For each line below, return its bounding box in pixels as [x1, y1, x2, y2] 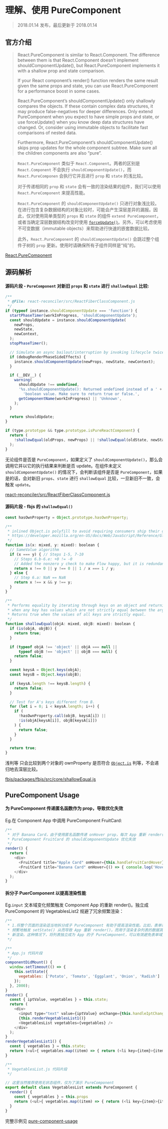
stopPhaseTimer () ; [9, 341, 48, 346]
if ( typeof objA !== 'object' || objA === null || [9, 644, 117, 650]
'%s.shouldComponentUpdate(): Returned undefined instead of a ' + [18, 387, 162, 392]
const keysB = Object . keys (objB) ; [9, 672, 81, 677]
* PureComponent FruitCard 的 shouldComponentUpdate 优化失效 [7, 837, 136, 842]
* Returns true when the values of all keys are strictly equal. [7, 612, 146, 617]
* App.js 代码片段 [7, 950, 43, 956]
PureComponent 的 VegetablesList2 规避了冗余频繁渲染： [5, 908, 124, 914]
